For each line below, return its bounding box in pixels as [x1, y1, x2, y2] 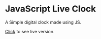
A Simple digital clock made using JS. [5, 19, 82, 25]
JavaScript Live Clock [5, 3, 96, 14]
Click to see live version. [5, 28, 55, 34]
